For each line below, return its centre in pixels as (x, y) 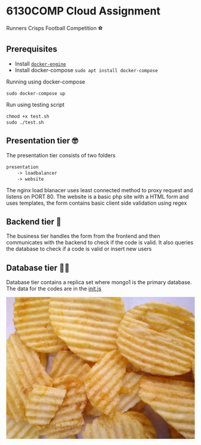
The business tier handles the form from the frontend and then (83, 236)
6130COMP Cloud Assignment (83, 11)
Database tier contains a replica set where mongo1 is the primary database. (99, 282)
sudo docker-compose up (36, 93)
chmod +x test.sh (28, 116)
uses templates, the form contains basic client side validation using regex (97, 203)
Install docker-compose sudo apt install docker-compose (86, 70)
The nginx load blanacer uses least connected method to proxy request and (100, 190)
